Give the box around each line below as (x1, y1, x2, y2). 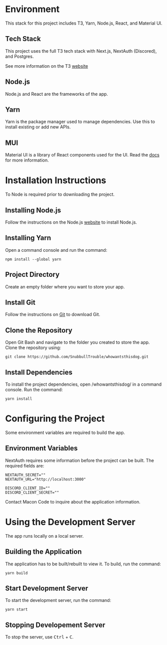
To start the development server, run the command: (5, 597, 111, 603)
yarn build (5, 570, 28, 575)
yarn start (5, 607, 28, 612)
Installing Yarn (5, 234, 51, 242)
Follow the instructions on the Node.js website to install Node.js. (5, 219, 137, 225)
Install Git (5, 298, 36, 306)
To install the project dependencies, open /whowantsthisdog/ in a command (5, 381, 162, 387)
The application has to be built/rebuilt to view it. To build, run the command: (5, 561, 161, 567)
